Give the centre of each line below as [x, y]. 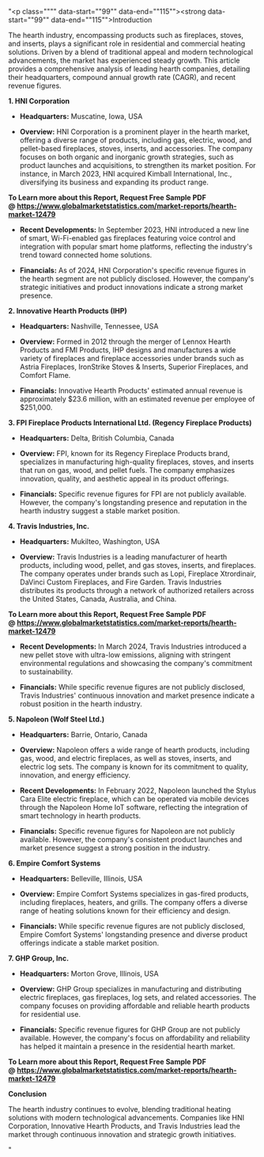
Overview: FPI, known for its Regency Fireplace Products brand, [124, 453]
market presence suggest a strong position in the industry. [115, 848]
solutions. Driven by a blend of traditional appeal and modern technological [131, 52]
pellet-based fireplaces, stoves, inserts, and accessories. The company [136, 148]
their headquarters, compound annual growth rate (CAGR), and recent [122, 77]
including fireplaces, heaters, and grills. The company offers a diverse [134, 902]
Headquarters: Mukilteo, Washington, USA [90, 541]
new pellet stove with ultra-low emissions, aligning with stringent [125, 655]
